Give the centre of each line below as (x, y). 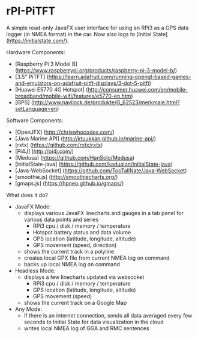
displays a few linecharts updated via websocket (84, 277)
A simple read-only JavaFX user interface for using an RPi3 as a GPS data (97, 28)
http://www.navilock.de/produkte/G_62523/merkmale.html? (106, 102)
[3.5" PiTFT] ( (32, 77)
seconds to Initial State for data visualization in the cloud (94, 322)
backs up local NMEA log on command (72, 264)
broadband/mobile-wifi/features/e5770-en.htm (73, 96)
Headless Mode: (35, 271)
